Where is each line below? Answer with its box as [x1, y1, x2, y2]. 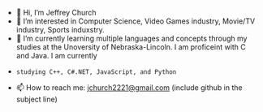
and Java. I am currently [15, 51, 97, 60]
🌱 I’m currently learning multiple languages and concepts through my [15, 33, 248, 43]
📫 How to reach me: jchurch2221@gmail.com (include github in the [15, 83, 243, 93]
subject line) [15, 94, 58, 104]
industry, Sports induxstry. [15, 25, 106, 34]
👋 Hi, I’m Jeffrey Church [15, 8, 97, 17]
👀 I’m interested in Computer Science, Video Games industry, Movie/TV [15, 16, 256, 26]
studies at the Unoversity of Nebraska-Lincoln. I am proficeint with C [15, 42, 246, 52]
